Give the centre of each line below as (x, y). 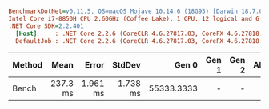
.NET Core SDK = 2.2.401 (46, 26)
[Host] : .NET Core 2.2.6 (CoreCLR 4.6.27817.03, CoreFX (120, 33)
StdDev (126, 65)
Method (28, 65)
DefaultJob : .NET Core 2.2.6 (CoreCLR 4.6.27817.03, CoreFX (120, 41)
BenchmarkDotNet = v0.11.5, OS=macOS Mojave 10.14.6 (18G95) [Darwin (123, 11)
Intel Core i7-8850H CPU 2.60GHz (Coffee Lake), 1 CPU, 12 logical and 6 (134, 18)
